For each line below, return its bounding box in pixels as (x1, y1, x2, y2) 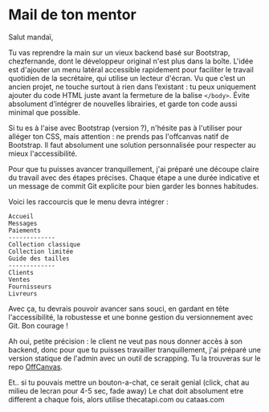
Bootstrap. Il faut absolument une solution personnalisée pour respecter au (8, 140, 256, 149)
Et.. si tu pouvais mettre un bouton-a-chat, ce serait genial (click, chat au (8, 377, 250, 387)
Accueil (8, 212, 35, 220)
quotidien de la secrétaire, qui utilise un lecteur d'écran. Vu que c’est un (8, 73, 247, 83)
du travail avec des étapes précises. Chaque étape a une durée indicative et (8, 173, 260, 182)
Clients (8, 268, 35, 276)
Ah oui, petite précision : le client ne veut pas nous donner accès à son (8, 336, 243, 346)
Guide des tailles (8, 255, 70, 263)
